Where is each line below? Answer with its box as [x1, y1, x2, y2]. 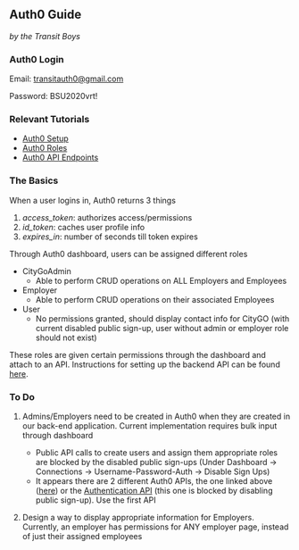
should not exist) [35, 332, 97, 343]
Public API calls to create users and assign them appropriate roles [35, 447, 278, 458]
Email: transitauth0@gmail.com [9, 73, 124, 84]
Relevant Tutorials [9, 113, 90, 126]
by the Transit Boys [9, 30, 81, 41]
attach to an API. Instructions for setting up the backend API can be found [9, 359, 281, 370]
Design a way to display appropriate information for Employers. [21, 512, 254, 522]
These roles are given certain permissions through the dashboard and [9, 349, 266, 360]
